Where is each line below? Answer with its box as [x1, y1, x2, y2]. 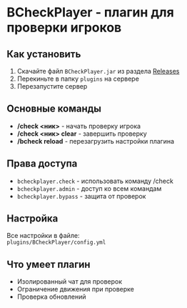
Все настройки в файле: [6, 232, 80, 240]
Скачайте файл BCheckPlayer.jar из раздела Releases [16, 67, 180, 75]
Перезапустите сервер [16, 82, 88, 90]
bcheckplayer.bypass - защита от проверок [16, 192, 146, 200]
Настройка [6, 212, 59, 225]
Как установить [6, 48, 81, 60]
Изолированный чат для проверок [16, 277, 123, 286]
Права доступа [6, 158, 78, 170]
